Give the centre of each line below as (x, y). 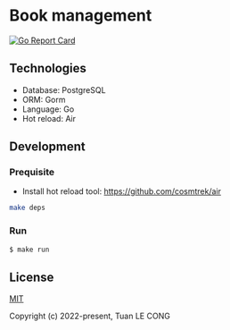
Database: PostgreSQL (64, 89)
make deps (28, 208)
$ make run (29, 250)
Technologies (48, 68)
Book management (81, 16)
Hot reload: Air (49, 118)
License (32, 277)
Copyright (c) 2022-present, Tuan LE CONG (90, 316)
